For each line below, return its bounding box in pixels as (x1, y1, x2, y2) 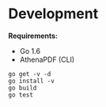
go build (8, 84, 37, 92)
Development (8, 5, 99, 23)
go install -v (8, 77, 55, 85)
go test (8, 90, 34, 99)
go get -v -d (8, 70, 51, 78)
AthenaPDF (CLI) (19, 55, 75, 64)
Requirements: (8, 31, 58, 40)
